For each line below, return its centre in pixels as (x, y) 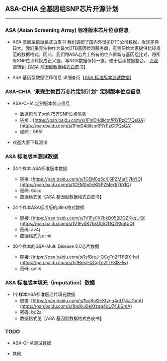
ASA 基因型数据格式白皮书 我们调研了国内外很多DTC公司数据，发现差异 (85, 42)
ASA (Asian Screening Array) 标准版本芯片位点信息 (67, 30)
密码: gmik (30, 268)
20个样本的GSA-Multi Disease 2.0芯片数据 (56, 246)
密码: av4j (30, 229)
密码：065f (31, 132)
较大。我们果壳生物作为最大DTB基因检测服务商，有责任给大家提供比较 (84, 48)
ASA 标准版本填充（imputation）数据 (50, 282)
